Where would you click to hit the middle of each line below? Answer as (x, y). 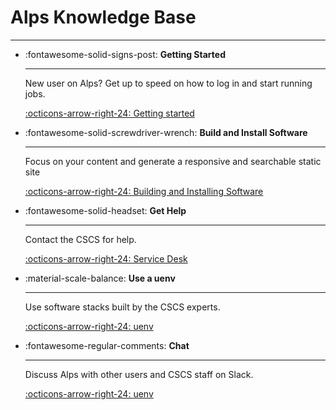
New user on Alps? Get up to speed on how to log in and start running (168, 83)
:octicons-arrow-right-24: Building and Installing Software (144, 191)
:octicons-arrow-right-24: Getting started (109, 113)
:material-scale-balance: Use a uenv (100, 278)
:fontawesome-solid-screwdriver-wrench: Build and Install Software (166, 132)
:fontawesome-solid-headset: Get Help (105, 210)
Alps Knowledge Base (103, 17)
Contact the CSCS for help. (80, 239)
